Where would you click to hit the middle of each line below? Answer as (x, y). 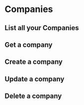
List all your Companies (42, 28)
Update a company (35, 79)
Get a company (29, 44)
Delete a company (33, 96)
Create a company (34, 62)
